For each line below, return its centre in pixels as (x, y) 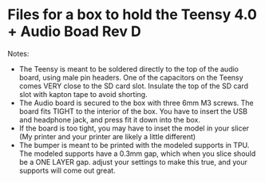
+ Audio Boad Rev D (74, 31)
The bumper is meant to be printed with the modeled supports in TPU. (134, 145)
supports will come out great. (67, 170)
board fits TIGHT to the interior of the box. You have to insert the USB (133, 111)
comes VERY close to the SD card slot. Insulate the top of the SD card (134, 86)
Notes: (18, 53)
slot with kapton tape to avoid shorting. (83, 94)
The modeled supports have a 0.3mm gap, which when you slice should (137, 154)
